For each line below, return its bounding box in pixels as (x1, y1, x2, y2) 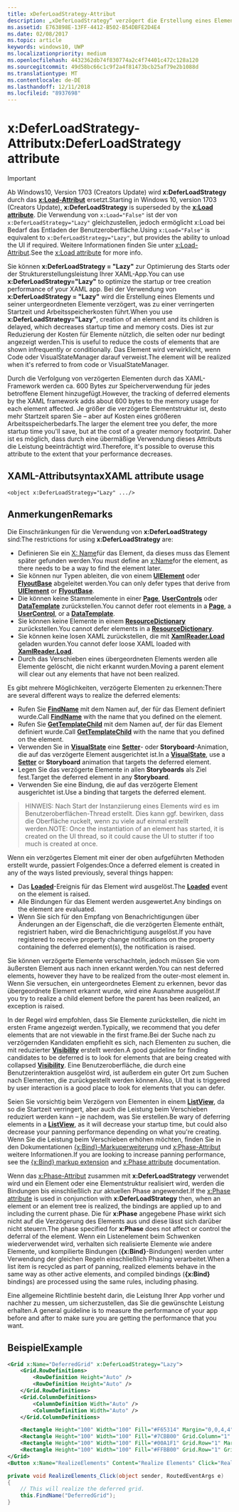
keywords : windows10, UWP (7, 43, 84, 50)
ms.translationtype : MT (7, 70, 78, 77)
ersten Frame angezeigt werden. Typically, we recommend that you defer (7, 1023, 221, 1031)
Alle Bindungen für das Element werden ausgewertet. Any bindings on (17, 897, 222, 905)
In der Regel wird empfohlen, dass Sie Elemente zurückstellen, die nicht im (7, 1015, 226, 1024)
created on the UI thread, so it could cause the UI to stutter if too (24, 831, 215, 840)
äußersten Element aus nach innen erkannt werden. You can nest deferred (7, 964, 224, 972)
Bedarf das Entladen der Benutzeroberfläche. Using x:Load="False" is (7, 225, 211, 235)
